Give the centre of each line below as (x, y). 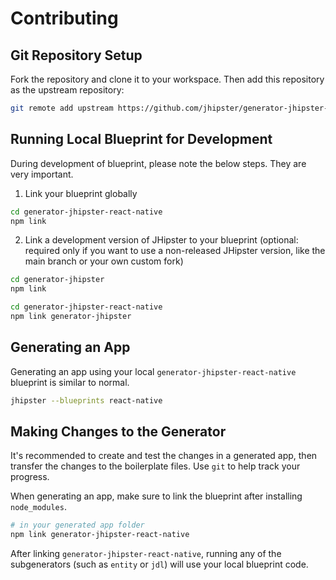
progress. (30, 477)
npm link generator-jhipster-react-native (100, 535)
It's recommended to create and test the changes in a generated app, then (164, 456)
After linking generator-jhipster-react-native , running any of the (146, 554)
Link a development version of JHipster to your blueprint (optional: (161, 240)
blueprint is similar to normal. (70, 382)
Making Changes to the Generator (118, 432)
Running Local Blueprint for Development (141, 139)
